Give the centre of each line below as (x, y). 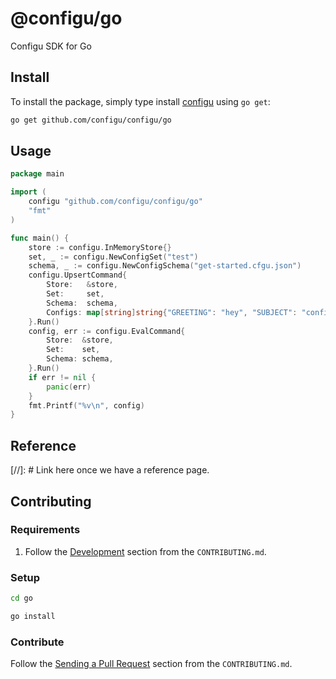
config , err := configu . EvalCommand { (107, 331)
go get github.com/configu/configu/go (91, 120)
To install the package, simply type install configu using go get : (140, 101)
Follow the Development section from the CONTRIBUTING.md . (145, 551)
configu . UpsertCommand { (78, 275)
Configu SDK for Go (51, 46)
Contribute (37, 642)
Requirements (45, 530)
